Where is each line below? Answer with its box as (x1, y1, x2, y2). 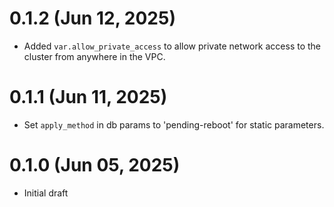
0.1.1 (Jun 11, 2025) (9, 86, 168, 109)
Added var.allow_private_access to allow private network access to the (23, 40, 322, 52)
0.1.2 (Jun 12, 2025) (9, 7, 176, 30)
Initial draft (23, 187, 69, 199)
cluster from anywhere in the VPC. (23, 50, 166, 62)
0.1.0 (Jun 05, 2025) (9, 154, 181, 177)
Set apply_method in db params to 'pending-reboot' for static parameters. (23, 118, 325, 131)
